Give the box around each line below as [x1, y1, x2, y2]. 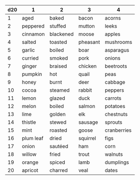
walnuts [105, 151, 123, 157]
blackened [49, 31, 74, 37]
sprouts [105, 119, 123, 125]
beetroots [105, 63, 127, 70]
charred [49, 167, 68, 174]
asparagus [105, 47, 129, 53]
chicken [78, 63, 97, 70]
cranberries [105, 127, 132, 134]
